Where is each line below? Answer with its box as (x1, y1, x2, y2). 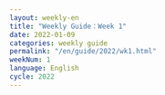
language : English (9, 64, 79, 73)
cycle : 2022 (9, 72, 55, 81)
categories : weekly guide (9, 38, 108, 48)
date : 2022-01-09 (9, 30, 76, 39)
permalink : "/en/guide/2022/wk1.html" (9, 47, 157, 56)
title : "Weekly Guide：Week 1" (9, 22, 128, 31)
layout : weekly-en (9, 13, 79, 23)
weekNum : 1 (9, 55, 51, 64)
